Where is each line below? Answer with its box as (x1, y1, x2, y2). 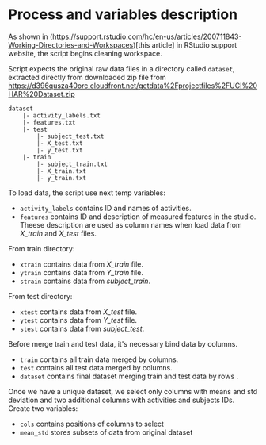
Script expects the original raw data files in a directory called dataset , (8, 63, 235, 73)
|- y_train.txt (36, 174, 87, 182)
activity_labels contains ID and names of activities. (19, 203, 192, 213)
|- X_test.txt (36, 139, 83, 148)
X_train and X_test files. (19, 228, 97, 238)
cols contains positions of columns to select (19, 419, 165, 428)
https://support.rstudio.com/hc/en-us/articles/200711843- (52, 32, 242, 41)
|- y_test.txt (36, 146, 83, 154)
